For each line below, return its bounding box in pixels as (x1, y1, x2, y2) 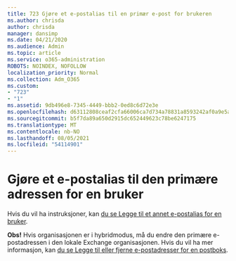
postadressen (7, 238, 47, 247)
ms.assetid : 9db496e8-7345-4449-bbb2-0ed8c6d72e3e (7, 102, 159, 109)
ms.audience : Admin (7, 43, 65, 50)
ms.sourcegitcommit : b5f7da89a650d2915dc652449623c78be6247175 (7, 115, 197, 122)
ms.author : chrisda (7, 17, 65, 24)
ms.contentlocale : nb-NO (7, 128, 80, 135)
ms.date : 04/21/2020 (7, 37, 68, 44)
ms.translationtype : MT (7, 121, 77, 129)
